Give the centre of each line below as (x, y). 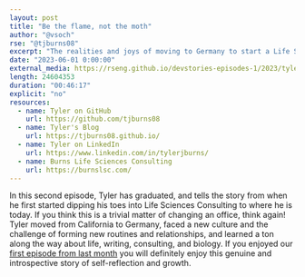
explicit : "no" (38, 94)
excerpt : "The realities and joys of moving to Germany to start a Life (150, 52)
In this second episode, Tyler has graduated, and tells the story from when (148, 195)
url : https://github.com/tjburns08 (93, 119)
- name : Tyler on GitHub (64, 111)
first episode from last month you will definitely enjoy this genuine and (141, 253)
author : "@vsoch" (42, 35)
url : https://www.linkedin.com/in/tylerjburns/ (117, 153)
